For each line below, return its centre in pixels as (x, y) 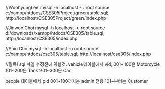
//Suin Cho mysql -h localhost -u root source (52, 48)
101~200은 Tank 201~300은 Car (38, 71)
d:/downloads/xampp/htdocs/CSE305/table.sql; (55, 33)
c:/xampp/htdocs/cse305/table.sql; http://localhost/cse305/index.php (78, 54)
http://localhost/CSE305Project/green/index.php (56, 18)
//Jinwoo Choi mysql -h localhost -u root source (55, 28)
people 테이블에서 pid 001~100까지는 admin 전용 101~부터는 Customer (77, 81)
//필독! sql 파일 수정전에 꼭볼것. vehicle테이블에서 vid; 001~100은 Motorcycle (83, 64)
